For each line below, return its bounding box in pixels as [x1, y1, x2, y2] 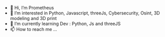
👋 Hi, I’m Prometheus [10, 5, 54, 10]
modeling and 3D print [10, 15, 57, 21]
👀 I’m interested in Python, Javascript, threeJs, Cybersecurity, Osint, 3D [10, 10, 160, 16]
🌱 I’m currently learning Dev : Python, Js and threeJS [10, 20, 121, 26]
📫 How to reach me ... [10, 26, 57, 32]
